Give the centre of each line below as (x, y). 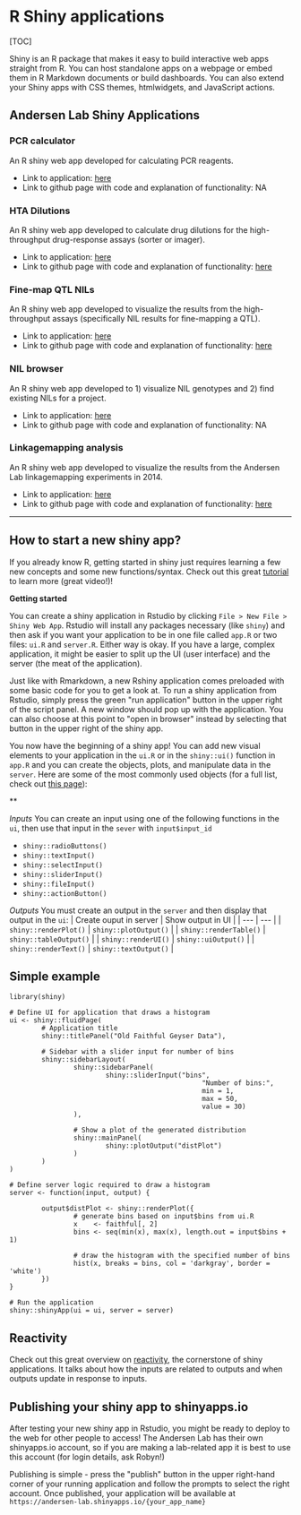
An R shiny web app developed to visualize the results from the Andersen (145, 467)
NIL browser (37, 369)
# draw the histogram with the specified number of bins (182, 1256)
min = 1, (218, 1091)
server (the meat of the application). (76, 663)
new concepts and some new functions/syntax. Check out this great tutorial (149, 572)
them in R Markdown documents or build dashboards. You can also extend (147, 77)
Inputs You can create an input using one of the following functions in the (144, 818)
